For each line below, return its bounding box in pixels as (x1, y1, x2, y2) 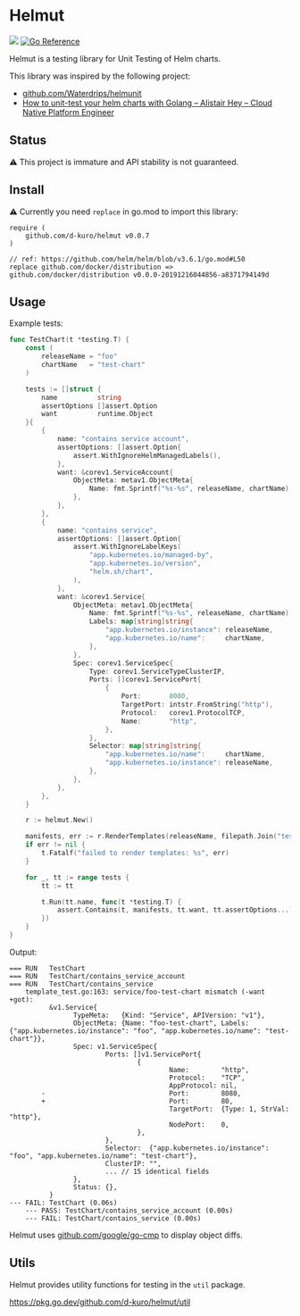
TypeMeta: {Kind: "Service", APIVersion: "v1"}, (72, 1011, 266, 1020)
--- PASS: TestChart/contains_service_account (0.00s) (25, 1206, 234, 1215)
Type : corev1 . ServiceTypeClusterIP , (88, 667, 226, 676)
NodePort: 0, (169, 1120, 229, 1129)
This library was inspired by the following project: (9, 71, 191, 81)
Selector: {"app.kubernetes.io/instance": (104, 1144, 270, 1153)
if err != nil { (25, 840, 87, 849)
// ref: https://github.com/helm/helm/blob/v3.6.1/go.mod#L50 (9, 254, 246, 263)
